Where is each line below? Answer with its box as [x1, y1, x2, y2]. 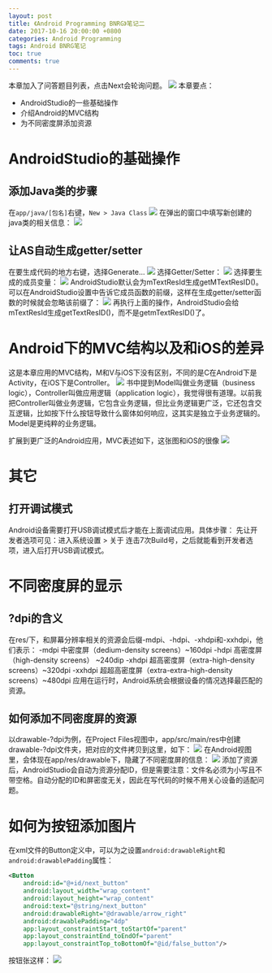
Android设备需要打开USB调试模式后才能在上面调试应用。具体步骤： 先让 [8, 525, 251, 535]
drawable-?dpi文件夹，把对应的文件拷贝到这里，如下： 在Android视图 [8, 745, 253, 754]
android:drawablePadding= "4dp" [23, 917, 129, 925]
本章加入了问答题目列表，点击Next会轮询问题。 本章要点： [8, 80, 214, 90]
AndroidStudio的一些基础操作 [19, 98, 119, 107]
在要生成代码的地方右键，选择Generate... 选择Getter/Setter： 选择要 [8, 267, 256, 276]
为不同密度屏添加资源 [19, 118, 92, 128]
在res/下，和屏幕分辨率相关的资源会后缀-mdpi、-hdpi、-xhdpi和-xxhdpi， [8, 635, 257, 645]
